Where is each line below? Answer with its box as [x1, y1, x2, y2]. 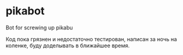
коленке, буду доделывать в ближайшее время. [5, 42, 130, 49]
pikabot [5, 4, 45, 18]
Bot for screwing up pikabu [5, 24, 73, 31]
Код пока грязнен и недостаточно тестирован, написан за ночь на [5, 35, 178, 42]
